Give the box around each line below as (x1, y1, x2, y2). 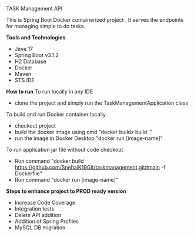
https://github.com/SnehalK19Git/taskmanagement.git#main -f (14, 164, 166, 171)
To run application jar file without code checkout (6, 146, 123, 153)
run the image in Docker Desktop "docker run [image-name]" (14, 135, 163, 142)
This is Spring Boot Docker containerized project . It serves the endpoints (6, 16, 184, 23)
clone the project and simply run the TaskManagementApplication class (14, 99, 189, 106)
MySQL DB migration (14, 224, 66, 231)
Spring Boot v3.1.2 (14, 52, 59, 58)
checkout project (14, 122, 56, 129)
